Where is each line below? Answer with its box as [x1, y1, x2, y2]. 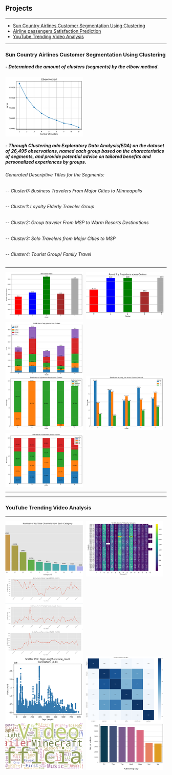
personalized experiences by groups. [5, 158, 87, 165]
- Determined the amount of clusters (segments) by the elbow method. [5, 64, 159, 70]
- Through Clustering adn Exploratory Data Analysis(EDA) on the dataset [5, 142, 165, 148]
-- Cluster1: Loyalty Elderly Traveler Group [5, 204, 95, 210]
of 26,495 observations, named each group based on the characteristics [5, 148, 165, 154]
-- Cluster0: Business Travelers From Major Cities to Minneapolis [5, 187, 142, 194]
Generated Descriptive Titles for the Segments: [5, 172, 105, 178]
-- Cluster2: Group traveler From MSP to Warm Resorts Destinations [5, 220, 149, 226]
